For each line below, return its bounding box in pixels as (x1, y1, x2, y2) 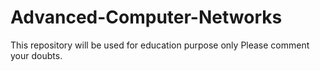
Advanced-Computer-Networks (10, 6, 283, 29)
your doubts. (10, 49, 63, 61)
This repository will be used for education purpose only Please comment (10, 39, 310, 51)
